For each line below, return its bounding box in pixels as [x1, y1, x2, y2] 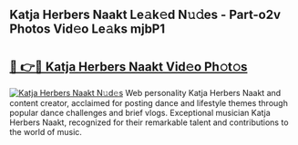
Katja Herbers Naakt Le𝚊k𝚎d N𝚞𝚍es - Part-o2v [9, 7, 281, 23]
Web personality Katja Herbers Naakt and [125, 88, 282, 98]
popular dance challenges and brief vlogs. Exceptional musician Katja [9, 108, 271, 118]
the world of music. [9, 127, 82, 137]
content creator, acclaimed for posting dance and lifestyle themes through [9, 98, 289, 108]
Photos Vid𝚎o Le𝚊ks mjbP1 [9, 22, 166, 37]
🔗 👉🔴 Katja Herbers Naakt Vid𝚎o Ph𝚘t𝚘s [9, 59, 248, 74]
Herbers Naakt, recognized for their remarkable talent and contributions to [9, 117, 289, 128]
